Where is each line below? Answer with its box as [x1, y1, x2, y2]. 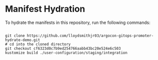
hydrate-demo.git [5, 38, 40, 42]
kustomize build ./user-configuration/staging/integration [5, 50, 128, 55]
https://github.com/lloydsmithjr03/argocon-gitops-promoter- [26, 33, 154, 38]
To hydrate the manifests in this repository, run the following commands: [5, 20, 151, 25]
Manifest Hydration [5, 3, 85, 15]
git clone [5, 33, 25, 38]
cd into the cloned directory [9, 41, 71, 47]
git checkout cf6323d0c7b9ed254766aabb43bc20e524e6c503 [5, 46, 121, 51]
